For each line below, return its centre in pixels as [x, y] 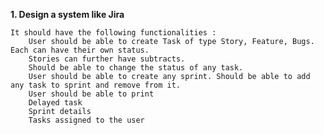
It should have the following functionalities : [113, 33]
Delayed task [55, 103]
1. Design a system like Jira [67, 14]
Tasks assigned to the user [86, 120]
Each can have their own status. [80, 50]
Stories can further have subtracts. [107, 59]
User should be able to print [91, 94]
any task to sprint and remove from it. [96, 85]
